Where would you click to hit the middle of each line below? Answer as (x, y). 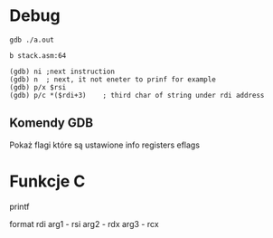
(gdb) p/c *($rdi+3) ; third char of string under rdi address (137, 95)
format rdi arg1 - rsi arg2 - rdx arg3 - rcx (85, 224)
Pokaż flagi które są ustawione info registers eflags (105, 145)
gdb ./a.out (32, 40)
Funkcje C (47, 181)
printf (19, 206)
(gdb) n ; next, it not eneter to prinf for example (113, 79)
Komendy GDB (51, 123)
